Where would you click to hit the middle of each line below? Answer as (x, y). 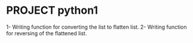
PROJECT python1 (52, 10)
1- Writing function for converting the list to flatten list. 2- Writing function (96, 27)
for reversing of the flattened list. (47, 33)
